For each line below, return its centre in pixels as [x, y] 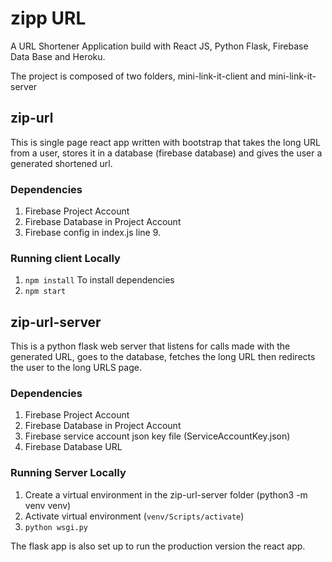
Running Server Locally [68, 473]
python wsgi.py [56, 527]
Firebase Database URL [73, 447]
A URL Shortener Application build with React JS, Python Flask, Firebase [159, 46]
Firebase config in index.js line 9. [93, 233]
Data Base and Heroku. [58, 56]
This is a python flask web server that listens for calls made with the [150, 346]
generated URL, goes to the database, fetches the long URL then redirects [163, 357]
